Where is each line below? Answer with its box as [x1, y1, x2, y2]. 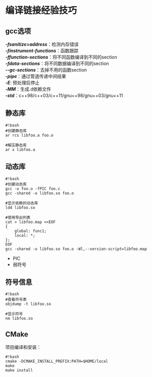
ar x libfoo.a [5, 147, 36, 152]
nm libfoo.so [5, 316, 33, 321]
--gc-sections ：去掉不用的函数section [5, 67, 87, 73]
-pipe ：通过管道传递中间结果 [5, 73, 66, 79]
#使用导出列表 [5, 215, 31, 220]
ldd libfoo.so [5, 205, 36, 210]
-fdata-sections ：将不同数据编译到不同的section [5, 60, 109, 67]
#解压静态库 [5, 142, 27, 148]
